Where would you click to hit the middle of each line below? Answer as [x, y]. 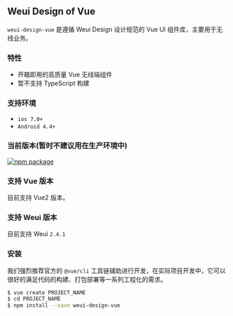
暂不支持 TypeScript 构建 [53, 83]
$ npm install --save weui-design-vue [64, 305]
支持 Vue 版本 [30, 181]
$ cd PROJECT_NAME [34, 299]
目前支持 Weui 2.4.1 [36, 234]
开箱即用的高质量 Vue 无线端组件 [65, 75]
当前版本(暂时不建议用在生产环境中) [68, 146]
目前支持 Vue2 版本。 [38, 198]
